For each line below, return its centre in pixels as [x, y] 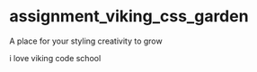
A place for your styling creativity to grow [86, 41]
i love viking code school [55, 58]
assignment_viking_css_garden [129, 16]
